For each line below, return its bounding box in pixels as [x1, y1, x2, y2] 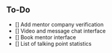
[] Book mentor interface [14, 33, 76, 41]
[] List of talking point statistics [14, 40, 92, 47]
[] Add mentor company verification [14, 20, 104, 28]
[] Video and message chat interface [14, 27, 106, 34]
